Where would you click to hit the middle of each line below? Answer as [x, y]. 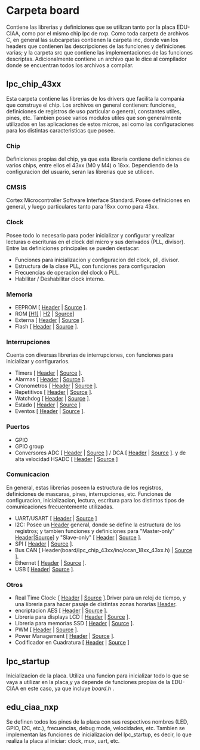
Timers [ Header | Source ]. [48, 373]
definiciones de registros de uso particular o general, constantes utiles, [94, 111]
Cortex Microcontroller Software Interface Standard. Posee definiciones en [98, 200]
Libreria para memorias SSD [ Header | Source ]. [74, 624]
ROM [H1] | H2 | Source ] [44, 314]
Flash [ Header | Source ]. [47, 326]
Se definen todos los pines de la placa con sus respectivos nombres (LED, [97, 722]
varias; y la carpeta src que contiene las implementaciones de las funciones [99, 52]
